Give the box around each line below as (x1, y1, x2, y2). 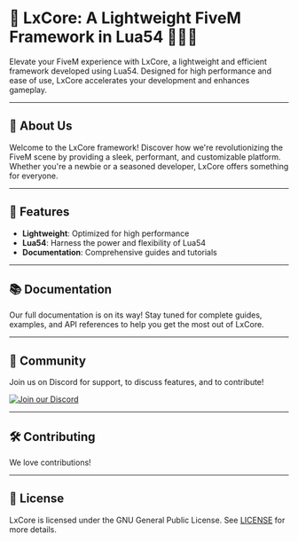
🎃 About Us (9, 119, 73, 134)
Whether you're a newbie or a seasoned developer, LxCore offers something (9, 161, 289, 171)
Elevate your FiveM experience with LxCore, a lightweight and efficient (9, 56, 268, 67)
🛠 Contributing (9, 429, 96, 444)
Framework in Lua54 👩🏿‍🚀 (9, 27, 198, 47)
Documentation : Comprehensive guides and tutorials (21, 247, 217, 257)
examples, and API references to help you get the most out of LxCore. (9, 319, 264, 330)
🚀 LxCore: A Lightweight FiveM (9, 8, 242, 28)
